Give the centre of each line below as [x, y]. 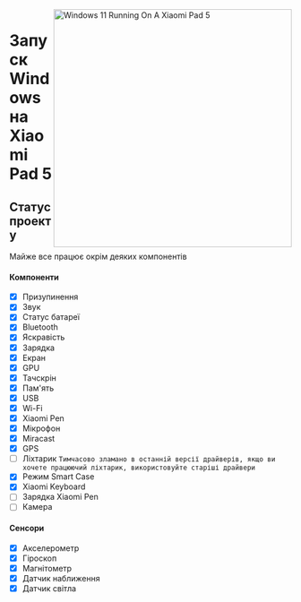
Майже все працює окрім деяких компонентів [98, 256]
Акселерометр [51, 548]
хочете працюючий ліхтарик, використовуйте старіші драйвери [139, 468]
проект [30, 221]
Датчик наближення [61, 578]
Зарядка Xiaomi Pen [60, 497]
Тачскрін [39, 378]
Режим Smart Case [58, 477]
